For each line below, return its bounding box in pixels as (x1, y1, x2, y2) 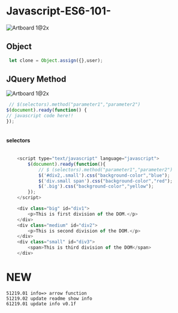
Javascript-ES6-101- (6, 4, 111, 18)
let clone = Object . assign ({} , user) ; (8, 57, 103, 64)
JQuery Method (6, 74, 67, 85)
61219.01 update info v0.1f (6, 300, 77, 307)
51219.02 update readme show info (6, 296, 93, 302)
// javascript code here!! (6, 113, 74, 119)
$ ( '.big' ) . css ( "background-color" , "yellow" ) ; (38, 183, 154, 190)
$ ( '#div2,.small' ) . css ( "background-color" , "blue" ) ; (38, 172, 170, 178)
